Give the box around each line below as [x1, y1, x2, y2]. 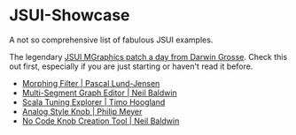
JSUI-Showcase [9, 5, 130, 26]
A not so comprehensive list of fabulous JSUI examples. [9, 34, 214, 45]
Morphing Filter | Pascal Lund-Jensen [21, 78, 160, 88]
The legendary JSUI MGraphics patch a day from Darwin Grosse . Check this [9, 51, 288, 62]
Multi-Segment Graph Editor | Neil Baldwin [21, 87, 177, 98]
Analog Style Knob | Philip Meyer [21, 106, 143, 116]
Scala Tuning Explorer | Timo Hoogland [21, 96, 166, 107]
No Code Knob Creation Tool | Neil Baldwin [21, 116, 180, 126]
